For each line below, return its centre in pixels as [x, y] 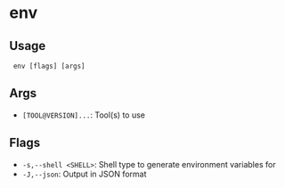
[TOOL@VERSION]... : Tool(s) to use [83, 115]
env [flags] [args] [49, 66]
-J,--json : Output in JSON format [84, 174]
